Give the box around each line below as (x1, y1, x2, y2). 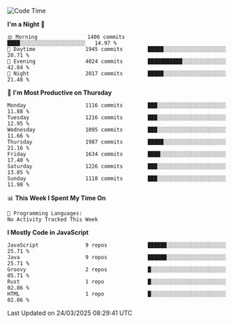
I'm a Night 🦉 (7, 20, 45, 28)
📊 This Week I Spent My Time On (7, 194, 106, 202)
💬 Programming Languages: (7, 210, 82, 217)
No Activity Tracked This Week (7, 216, 98, 223)
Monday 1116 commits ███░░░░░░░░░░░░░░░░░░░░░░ (7, 102, 227, 109)
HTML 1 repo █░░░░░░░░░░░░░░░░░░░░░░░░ (7, 291, 227, 298)
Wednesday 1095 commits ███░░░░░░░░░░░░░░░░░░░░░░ (7, 126, 227, 133)
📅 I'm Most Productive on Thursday (7, 88, 112, 97)
